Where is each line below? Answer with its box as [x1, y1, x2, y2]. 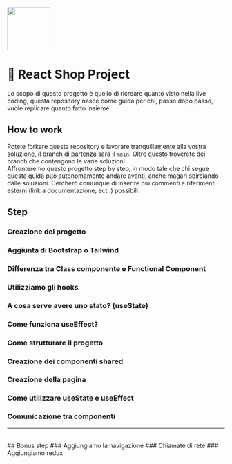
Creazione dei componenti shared [7, 356, 124, 366]
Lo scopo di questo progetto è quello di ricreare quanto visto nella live [7, 89, 206, 97]
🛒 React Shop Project [7, 67, 130, 82]
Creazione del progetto [7, 227, 86, 236]
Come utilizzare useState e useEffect [7, 393, 135, 403]
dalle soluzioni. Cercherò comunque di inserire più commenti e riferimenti [7, 179, 216, 187]
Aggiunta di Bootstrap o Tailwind [7, 245, 119, 254]
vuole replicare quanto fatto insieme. [7, 103, 112, 112]
